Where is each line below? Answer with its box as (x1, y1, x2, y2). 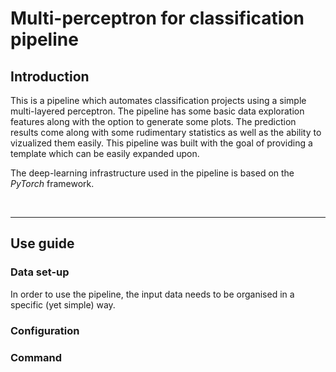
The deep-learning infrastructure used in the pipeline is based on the (10, 167, 295, 179)
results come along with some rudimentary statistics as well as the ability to (10, 127, 322, 138)
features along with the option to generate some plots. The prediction (10, 116, 297, 127)
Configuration (10, 323, 80, 337)
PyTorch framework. (10, 178, 95, 189)
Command (10, 350, 62, 364)
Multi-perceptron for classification (10, 7, 305, 30)
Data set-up (10, 265, 70, 279)
